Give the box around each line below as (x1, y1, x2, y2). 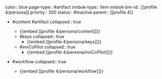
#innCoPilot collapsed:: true (19, 44, 76, 50)
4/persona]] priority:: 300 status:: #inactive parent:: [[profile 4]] (5, 9, 134, 15)
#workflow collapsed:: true (12, 59, 67, 64)
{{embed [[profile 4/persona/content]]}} (19, 28, 100, 34)
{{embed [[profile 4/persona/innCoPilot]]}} (26, 49, 113, 55)
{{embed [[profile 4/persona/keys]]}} (26, 39, 102, 45)
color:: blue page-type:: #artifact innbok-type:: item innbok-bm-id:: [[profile (5, 4, 158, 10)
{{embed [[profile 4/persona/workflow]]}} (19, 68, 104, 74)
